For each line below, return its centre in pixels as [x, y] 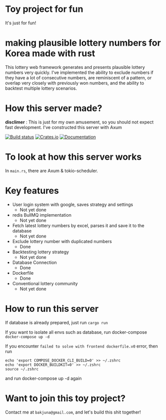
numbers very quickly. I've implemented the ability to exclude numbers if [79, 72]
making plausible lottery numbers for [83, 43]
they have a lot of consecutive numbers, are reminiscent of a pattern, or [79, 77]
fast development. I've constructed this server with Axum [64, 127]
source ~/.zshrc [22, 369]
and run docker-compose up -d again [43, 378]
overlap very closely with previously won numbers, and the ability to [75, 83]
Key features [32, 191]
